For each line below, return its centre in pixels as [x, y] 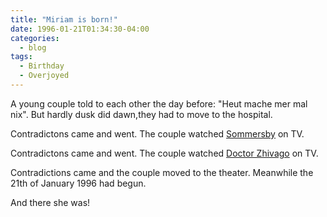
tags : [21, 57]
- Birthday [42, 66]
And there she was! [50, 202]
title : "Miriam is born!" [64, 19]
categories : [35, 38]
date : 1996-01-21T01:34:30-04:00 [80, 29]
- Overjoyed [44, 76]
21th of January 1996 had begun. [78, 183]
